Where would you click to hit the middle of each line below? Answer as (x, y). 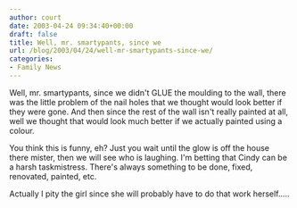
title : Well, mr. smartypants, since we (86, 42)
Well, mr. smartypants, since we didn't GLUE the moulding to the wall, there (148, 92)
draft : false (33, 34)
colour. (22, 130)
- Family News (36, 68)
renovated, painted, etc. (53, 176)
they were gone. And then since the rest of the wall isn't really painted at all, (148, 112)
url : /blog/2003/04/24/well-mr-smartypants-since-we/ (111, 51)
